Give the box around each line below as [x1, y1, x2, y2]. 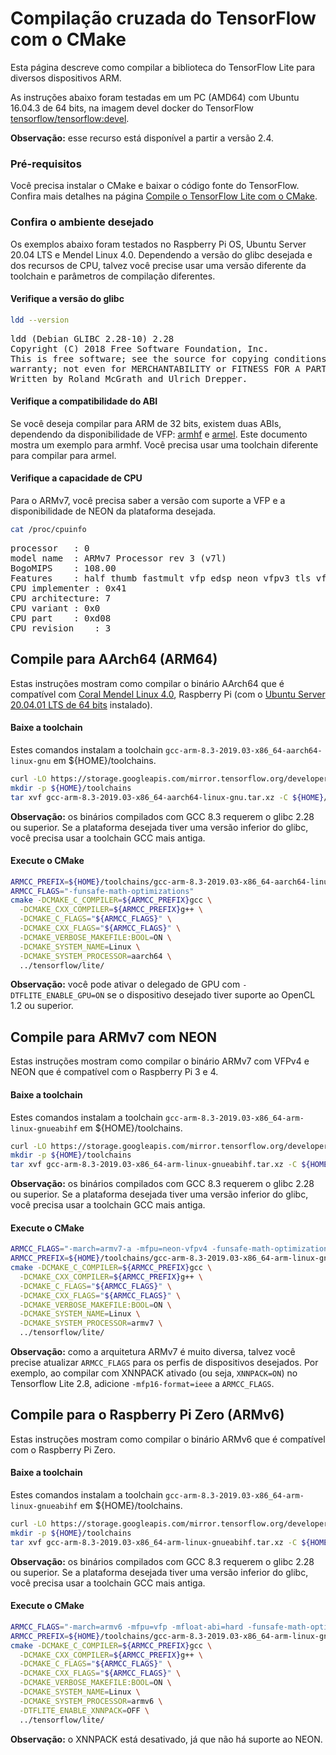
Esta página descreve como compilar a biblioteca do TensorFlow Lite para [10, 61, 316, 73]
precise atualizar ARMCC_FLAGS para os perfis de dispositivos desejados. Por [10, 1357, 319, 1369]
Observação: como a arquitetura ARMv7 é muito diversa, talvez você [10, 1346, 296, 1358]
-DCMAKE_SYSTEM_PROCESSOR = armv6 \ [19, 1696, 163, 1706]
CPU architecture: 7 [10, 592, 112, 604]
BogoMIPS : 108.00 [10, 562, 117, 574]
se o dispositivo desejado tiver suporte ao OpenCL [106, 989, 316, 1001]
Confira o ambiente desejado [10, 215, 154, 229]
